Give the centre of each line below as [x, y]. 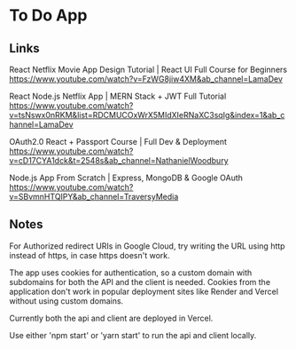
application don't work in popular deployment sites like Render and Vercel [144, 291]
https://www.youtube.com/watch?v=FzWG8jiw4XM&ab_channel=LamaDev [146, 79]
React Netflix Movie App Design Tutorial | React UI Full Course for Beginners [148, 69]
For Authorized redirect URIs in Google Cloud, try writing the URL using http [147, 246]
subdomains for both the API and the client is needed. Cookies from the [140, 282]
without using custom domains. [66, 301]
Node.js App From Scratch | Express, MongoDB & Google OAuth [126, 178]
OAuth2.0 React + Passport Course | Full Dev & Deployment [118, 142]
